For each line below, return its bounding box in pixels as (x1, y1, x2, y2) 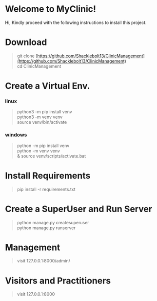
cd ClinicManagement (17, 63, 61, 69)
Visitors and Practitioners (5, 275, 111, 286)
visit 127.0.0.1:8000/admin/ (17, 258, 71, 264)
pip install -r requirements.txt (17, 186, 76, 192)
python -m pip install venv (17, 143, 70, 149)
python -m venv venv (17, 148, 60, 153)
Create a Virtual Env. (5, 81, 90, 91)
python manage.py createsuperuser (17, 219, 89, 225)
